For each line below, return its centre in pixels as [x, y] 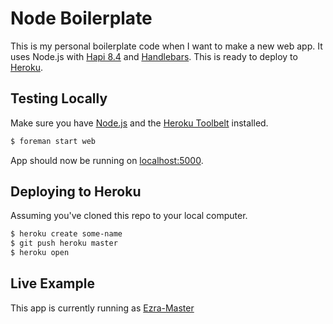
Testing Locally [59, 98]
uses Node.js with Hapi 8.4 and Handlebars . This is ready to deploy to [154, 56]
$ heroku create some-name [66, 234]
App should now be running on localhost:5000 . [107, 160]
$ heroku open [40, 253]
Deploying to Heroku [76, 192]
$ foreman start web [53, 141]
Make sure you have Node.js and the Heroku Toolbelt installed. [139, 123]
